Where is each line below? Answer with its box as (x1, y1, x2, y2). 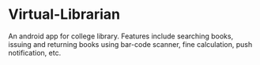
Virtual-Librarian (8, 5, 121, 23)
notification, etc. (8, 48, 62, 57)
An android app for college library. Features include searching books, (8, 31, 234, 41)
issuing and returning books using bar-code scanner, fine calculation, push (8, 39, 253, 49)
